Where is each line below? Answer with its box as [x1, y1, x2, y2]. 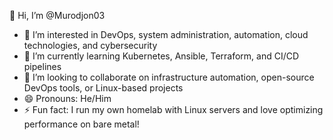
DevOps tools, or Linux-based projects [23, 82, 184, 94]
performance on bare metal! [23, 118, 140, 130]
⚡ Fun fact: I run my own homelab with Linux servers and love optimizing [23, 104, 324, 115]
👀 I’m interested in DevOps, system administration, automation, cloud [23, 29, 309, 40]
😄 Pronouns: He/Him [23, 93, 112, 104]
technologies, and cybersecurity [23, 40, 158, 51]
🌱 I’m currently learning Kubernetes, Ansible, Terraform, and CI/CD [23, 50, 300, 62]
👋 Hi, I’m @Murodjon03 [9, 10, 106, 21]
